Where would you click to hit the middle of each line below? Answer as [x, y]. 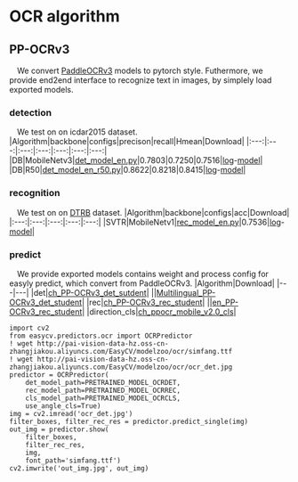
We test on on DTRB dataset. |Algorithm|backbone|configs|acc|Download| [153, 212]
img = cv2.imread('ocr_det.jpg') [71, 413]
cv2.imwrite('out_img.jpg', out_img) [79, 468]
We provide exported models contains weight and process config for [143, 274]
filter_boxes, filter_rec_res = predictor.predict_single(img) [129, 421]
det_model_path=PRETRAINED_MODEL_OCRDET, [103, 382]
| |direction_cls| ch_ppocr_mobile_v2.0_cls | [159, 311]
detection [30, 112]
